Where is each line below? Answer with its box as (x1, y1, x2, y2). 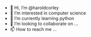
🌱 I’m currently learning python (10, 15, 74, 21)
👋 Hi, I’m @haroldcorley (10, 5, 59, 10)
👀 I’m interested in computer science (10, 10, 86, 16)
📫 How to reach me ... (10, 26, 57, 32)
